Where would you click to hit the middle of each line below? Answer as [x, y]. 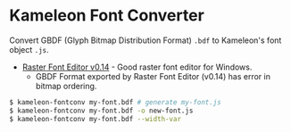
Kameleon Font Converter [107, 16]
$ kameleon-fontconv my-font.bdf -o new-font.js [101, 111]
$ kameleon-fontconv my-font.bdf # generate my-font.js [115, 102]
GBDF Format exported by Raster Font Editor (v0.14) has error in [153, 76]
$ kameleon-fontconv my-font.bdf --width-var [95, 119]
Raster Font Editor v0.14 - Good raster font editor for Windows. [137, 67]
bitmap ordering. [66, 86]
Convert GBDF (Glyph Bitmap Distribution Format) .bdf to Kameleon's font [145, 40]
